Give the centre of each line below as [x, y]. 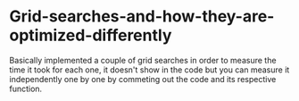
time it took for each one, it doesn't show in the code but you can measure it [149, 70]
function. [26, 88]
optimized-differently [91, 35]
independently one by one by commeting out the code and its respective [143, 79]
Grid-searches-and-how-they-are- [142, 17]
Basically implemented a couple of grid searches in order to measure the [143, 60]
